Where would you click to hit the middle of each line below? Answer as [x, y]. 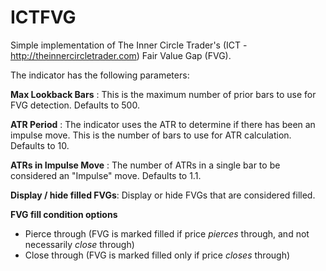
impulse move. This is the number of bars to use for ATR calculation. [151, 135]
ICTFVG [43, 17]
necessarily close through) [79, 244]
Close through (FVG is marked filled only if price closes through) [157, 255]
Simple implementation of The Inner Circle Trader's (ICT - [129, 45]
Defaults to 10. [40, 145]
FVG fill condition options [64, 214]
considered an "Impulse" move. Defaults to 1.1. [106, 175]
